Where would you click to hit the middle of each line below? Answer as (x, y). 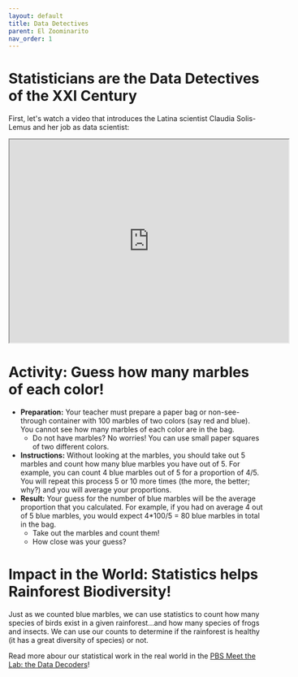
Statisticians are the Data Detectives (134, 79)
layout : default (36, 16)
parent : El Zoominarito (49, 31)
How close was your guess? (79, 542)
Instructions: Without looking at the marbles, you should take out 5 (133, 455)
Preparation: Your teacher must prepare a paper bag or (113, 412)
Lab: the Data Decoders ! (49, 665)
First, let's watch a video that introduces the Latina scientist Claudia (122, 119)
